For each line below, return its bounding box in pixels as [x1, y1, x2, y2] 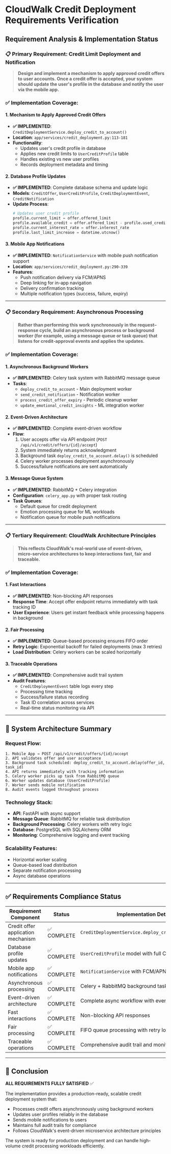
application [8, 929, 35, 936]
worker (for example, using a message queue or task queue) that [17, 333, 158, 339]
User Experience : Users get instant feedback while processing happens [12, 610, 164, 616]
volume [5, 1143, 21, 1149]
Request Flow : [5, 740, 42, 747]
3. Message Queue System [5, 475, 64, 481]
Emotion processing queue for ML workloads [20, 509, 115, 515]
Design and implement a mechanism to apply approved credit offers [17, 70, 164, 76]
